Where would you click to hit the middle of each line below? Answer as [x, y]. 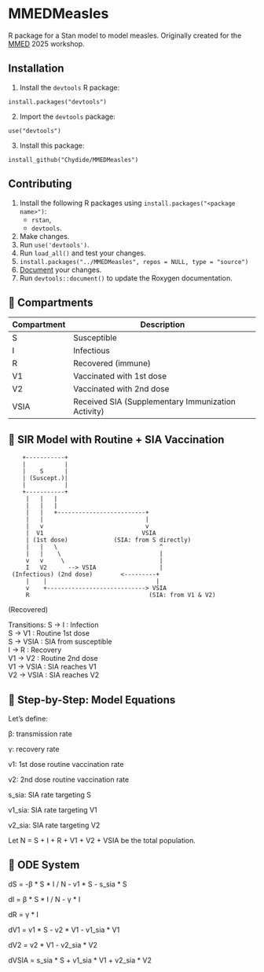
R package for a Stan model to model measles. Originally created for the [125, 35]
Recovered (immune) [112, 364]
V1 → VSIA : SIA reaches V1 [52, 667]
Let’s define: [28, 719]
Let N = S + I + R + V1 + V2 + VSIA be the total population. [102, 840]
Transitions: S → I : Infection [53, 625]
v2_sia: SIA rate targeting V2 [54, 825]
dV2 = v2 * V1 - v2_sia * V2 [53, 944]
